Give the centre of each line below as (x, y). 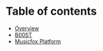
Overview (27, 28)
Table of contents (51, 11)
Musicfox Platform (38, 41)
